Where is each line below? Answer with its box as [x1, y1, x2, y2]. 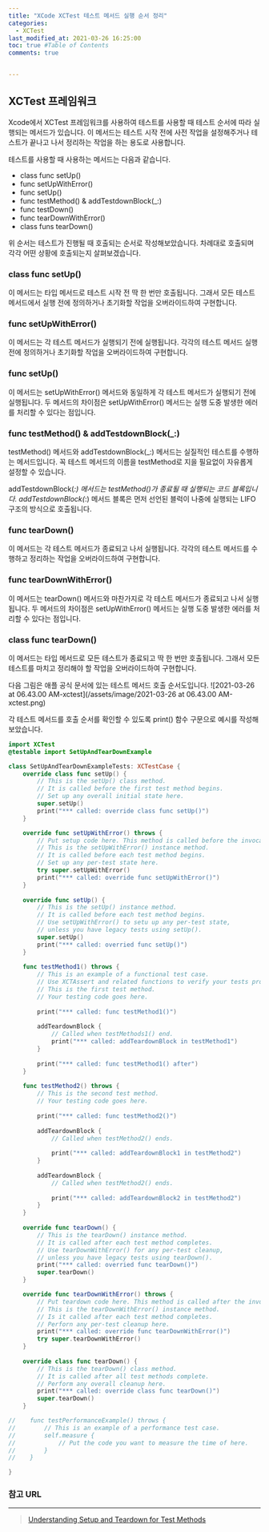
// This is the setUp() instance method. [37, 903, 178, 912]
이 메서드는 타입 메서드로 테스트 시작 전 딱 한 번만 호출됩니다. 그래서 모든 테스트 [8, 288, 256, 297]
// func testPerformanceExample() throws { [8, 1417, 167, 1425]
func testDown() [19, 204, 74, 214]
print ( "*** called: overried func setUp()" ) [37, 941, 188, 949]
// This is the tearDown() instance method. [37, 1231, 188, 1239]
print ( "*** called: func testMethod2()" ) [37, 1111, 178, 1120]
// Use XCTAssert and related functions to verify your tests [37, 978, 249, 986]
